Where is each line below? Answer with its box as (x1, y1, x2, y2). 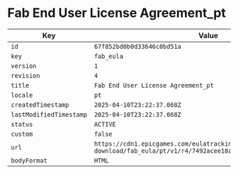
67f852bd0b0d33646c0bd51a (93, 42, 182, 50)
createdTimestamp (11, 100, 69, 109)
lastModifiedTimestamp (11, 110, 87, 118)
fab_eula (93, 52, 124, 60)
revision (11, 71, 40, 79)
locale (11, 91, 33, 99)
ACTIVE (93, 120, 116, 128)
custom (11, 129, 33, 138)
